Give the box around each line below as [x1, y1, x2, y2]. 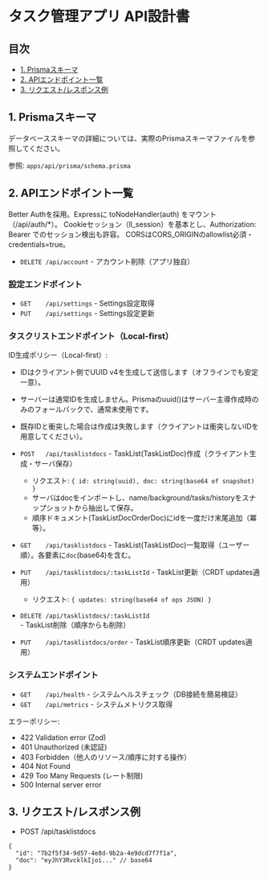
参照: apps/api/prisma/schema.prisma [8, 160, 131, 170]
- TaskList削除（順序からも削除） [19, 620, 131, 630]
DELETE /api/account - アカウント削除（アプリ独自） [19, 257, 195, 266]
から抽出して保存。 [74, 503, 138, 513]
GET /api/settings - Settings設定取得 [19, 298, 155, 308]
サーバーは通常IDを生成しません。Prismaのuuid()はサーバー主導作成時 [19, 395, 252, 405]
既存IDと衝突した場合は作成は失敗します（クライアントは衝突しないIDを [19, 421, 259, 431]
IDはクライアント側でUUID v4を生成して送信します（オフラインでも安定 [19, 368, 259, 377]
